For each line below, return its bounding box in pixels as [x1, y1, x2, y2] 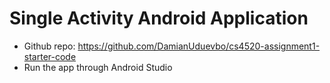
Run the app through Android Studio [23, 61, 173, 73]
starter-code [23, 50, 77, 62]
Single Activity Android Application [9, 7, 309, 30]
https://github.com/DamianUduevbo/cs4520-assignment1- [77, 40, 321, 52]
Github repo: [23, 40, 76, 52]
